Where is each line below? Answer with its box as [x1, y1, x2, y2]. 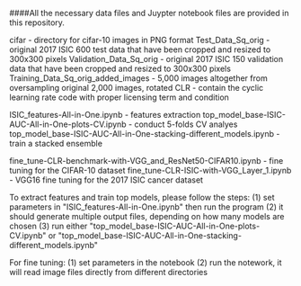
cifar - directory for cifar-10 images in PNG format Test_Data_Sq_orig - [9, 35, 270, 45]
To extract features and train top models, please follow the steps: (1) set [9, 192, 275, 202]
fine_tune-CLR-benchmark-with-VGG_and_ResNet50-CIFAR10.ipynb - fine [9, 156, 284, 165]
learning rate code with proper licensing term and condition [9, 92, 229, 103]
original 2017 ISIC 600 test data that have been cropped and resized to [9, 44, 271, 55]
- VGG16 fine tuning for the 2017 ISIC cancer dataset [9, 174, 204, 185]
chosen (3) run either [9, 220, 88, 231]
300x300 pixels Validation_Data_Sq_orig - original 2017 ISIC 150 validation [9, 54, 284, 64]
